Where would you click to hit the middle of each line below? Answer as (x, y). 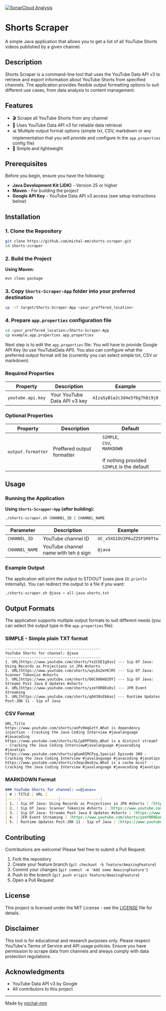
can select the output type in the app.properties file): (59, 626)
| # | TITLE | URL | (26, 794)
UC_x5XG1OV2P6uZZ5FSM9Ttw (128, 539)
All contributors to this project (42, 989)
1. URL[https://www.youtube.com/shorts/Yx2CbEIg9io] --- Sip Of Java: (79, 662)
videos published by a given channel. (43, 47)
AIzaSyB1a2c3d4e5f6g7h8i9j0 (125, 398)
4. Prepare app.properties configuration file (59, 320)
